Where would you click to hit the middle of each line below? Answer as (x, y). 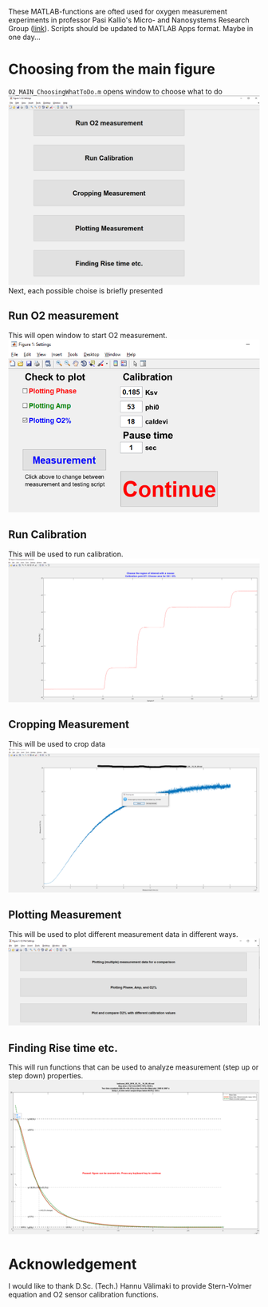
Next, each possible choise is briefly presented (86, 290)
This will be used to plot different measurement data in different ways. (123, 934)
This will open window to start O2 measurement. (88, 335)
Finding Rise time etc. (63, 1048)
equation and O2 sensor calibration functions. (83, 1295)
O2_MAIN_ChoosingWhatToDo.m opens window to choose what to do (116, 91)
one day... (25, 37)
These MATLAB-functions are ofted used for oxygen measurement (118, 12)
